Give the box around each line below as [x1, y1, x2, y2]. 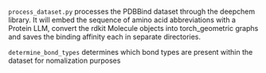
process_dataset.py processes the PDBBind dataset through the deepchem [8, 7, 256, 16]
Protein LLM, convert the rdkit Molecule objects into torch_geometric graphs [8, 24, 259, 33]
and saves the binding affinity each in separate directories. [8, 32, 201, 41]
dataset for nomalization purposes [8, 56, 121, 65]
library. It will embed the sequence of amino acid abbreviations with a [8, 15, 237, 25]
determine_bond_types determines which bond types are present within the [8, 48, 253, 56]
